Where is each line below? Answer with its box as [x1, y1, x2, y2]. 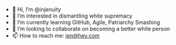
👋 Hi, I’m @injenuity [12, 6, 62, 13]
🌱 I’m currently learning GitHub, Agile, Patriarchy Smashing [12, 19, 160, 26]
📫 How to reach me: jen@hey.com [12, 32, 100, 39]
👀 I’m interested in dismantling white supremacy [12, 12, 133, 19]
